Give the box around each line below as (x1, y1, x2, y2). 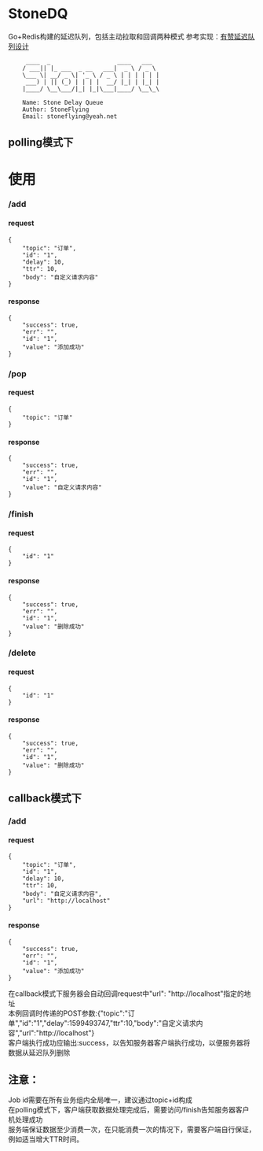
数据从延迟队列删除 (8, 1048, 71, 1057)
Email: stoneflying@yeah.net (22, 112, 118, 120)
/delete (8, 647, 37, 658)
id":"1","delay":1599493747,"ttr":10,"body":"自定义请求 (22, 1018, 196, 1027)
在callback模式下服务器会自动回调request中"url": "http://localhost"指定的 (8, 989, 245, 998)
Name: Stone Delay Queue (22, 98, 104, 106)
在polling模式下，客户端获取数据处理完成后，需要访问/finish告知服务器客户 (8, 1105, 250, 1115)
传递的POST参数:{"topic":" (42, 1009, 128, 1018)
